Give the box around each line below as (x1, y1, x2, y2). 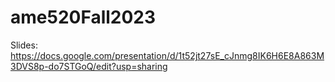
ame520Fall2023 (10, 6, 157, 29)
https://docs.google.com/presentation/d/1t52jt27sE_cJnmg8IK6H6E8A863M (10, 49, 325, 61)
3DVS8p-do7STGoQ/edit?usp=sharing (10, 60, 168, 72)
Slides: (10, 39, 38, 51)
